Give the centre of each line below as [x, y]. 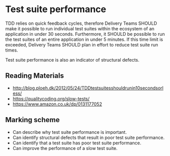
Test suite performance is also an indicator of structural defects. [72, 60]
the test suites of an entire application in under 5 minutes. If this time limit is [84, 39]
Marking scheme [32, 120]
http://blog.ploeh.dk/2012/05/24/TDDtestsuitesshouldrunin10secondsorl [88, 88]
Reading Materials [35, 76]
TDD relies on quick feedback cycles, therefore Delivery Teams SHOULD [81, 23]
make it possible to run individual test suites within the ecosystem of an [80, 28]
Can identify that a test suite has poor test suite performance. [77, 143]
